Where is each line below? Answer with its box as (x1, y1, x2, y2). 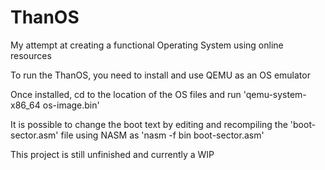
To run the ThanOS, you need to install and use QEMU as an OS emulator (10, 69, 311, 81)
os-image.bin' (42, 99, 100, 111)
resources (10, 49, 52, 61)
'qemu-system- (243, 88, 307, 100)
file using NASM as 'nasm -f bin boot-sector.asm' (60, 129, 265, 141)
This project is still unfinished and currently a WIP (10, 148, 215, 160)
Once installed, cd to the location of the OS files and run (10, 88, 242, 100)
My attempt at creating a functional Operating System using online (10, 39, 284, 51)
